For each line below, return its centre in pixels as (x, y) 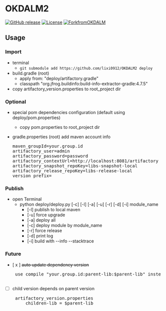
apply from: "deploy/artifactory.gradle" (59, 78)
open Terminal (27, 199)
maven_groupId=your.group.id (47, 146)
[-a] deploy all (41, 220)
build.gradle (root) (31, 73)
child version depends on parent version (53, 288)
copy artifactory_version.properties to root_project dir (66, 89)
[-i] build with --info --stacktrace (61, 241)
